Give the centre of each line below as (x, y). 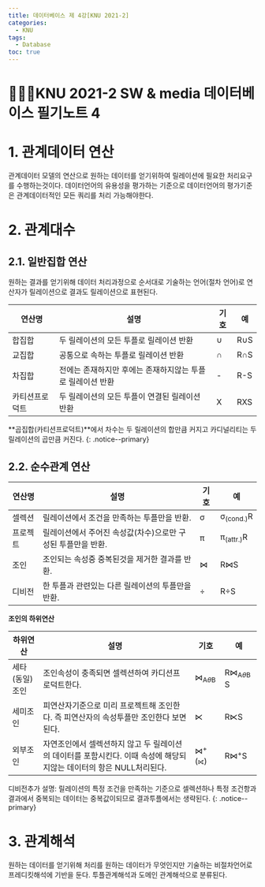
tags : (17, 37)
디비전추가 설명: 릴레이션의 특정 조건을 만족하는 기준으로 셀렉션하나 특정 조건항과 (132, 788)
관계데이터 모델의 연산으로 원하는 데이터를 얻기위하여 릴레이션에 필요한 (117, 176)
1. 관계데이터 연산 (61, 153)
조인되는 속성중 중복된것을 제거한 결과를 (112, 559)
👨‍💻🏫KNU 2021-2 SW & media (105, 93)
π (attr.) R (234, 538)
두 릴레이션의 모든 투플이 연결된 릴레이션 (130, 397)
